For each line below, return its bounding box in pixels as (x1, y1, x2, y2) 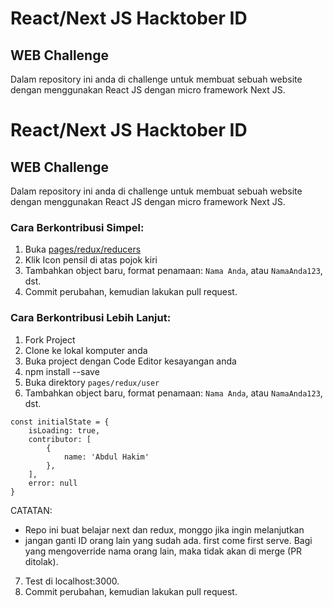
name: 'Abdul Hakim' (63, 452, 150, 462)
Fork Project (24, 333, 76, 346)
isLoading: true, (28, 425, 101, 436)
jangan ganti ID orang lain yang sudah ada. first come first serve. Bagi (24, 534, 313, 546)
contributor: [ (28, 434, 92, 444)
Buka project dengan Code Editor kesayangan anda (24, 355, 237, 367)
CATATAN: (10, 504, 53, 516)
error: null (28, 478, 78, 488)
